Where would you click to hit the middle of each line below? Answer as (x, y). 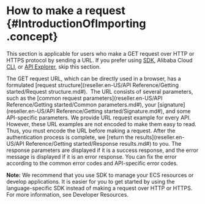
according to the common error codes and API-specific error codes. (92, 163)
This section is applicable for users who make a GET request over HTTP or (100, 53)
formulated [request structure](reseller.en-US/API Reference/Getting (93, 85)
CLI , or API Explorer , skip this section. (54, 66)
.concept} (32, 37)
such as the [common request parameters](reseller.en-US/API (84, 98)
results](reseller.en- (160, 137)
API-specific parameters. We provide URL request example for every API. (99, 118)
